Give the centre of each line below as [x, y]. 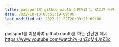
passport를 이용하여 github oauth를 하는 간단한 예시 [57, 34]
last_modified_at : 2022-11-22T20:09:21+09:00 [53, 19]
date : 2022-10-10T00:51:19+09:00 [40, 14]
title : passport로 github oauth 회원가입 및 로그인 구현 [60, 10]
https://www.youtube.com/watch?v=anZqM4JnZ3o [58, 39]
